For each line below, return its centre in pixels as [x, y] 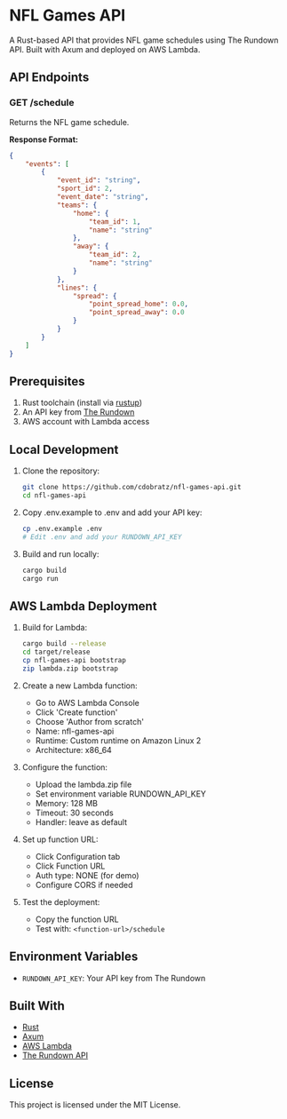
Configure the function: [65, 767]
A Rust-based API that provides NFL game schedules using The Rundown [144, 40]
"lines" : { [77, 288]
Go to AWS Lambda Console [87, 702]
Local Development [64, 449]
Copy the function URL [77, 919]
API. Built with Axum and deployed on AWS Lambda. [105, 49]
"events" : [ [47, 164]
